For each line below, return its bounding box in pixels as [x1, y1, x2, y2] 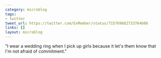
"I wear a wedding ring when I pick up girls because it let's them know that [5, 43, 156, 49]
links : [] [5, 25, 26, 30]
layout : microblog [5, 30, 43, 35]
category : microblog [5, 7, 48, 12]
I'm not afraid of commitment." [5, 48, 67, 54]
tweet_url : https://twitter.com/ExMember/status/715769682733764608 [5, 20, 148, 26]
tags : [5, 12, 16, 17]
